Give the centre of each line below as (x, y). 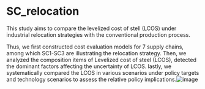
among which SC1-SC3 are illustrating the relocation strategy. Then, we (96, 53)
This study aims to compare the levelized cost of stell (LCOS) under (91, 28)
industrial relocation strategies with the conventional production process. (99, 34)
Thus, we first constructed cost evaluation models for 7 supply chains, (95, 47)
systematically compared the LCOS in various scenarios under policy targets (103, 72)
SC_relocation (43, 11)
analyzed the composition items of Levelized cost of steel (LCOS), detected (102, 60)
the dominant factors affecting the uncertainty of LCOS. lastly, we (89, 66)
